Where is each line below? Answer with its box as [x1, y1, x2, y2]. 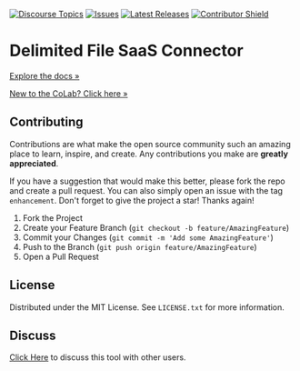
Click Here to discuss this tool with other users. [9, 352, 186, 363]
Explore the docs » [9, 70, 80, 81]
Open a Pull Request [22, 251, 100, 262]
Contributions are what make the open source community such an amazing [9, 138, 291, 149]
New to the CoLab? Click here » [9, 87, 129, 99]
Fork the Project [22, 212, 84, 223]
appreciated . [9, 157, 59, 168]
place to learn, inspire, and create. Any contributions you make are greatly [9, 148, 289, 159]
